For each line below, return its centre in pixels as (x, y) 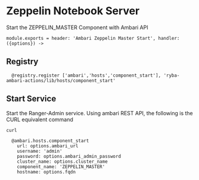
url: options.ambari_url (48, 146)
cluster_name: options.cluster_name (63, 162)
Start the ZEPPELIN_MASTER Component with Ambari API (77, 27)
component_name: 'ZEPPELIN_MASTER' (61, 167)
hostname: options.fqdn (46, 172)
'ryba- (172, 75)
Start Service (31, 99)
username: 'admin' (40, 151)
